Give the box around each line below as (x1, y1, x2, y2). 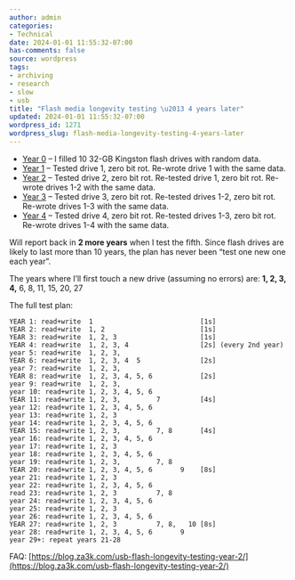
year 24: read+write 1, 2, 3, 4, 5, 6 (9, 496, 153, 505)
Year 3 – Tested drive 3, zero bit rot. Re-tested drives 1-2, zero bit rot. (21, 191, 276, 201)
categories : (9, 21, 53, 30)
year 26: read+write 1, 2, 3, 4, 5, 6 (9, 511, 153, 521)
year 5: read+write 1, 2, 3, (9, 348, 122, 357)
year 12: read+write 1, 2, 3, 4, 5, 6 (9, 403, 153, 412)
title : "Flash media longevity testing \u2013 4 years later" (9, 104, 244, 113)
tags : (9, 63, 29, 72)
